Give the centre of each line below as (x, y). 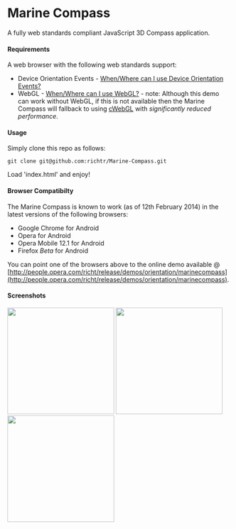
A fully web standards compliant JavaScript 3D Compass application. (109, 33)
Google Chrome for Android (58, 228)
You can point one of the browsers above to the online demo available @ (114, 264)
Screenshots (27, 295)
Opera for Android (44, 235)
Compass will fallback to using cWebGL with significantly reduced (114, 109)
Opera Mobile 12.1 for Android (61, 243)
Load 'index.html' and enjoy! (49, 175)
